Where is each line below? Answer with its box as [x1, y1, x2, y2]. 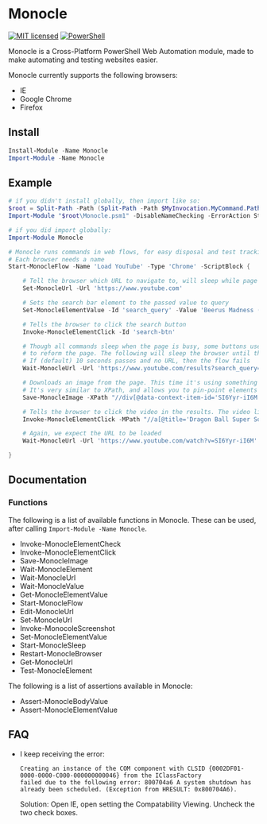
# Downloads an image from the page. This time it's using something [22, 379, 258, 387]
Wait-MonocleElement [19, 564, 93, 574]
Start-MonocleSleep [19, 640, 87, 650]
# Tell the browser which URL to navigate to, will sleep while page [22, 277, 258, 285]
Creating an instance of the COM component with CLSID [19, 764, 206, 772]
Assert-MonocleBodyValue [19, 696, 109, 706]
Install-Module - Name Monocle [8, 146, 109, 155]
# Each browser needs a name [8, 255, 105, 263]
